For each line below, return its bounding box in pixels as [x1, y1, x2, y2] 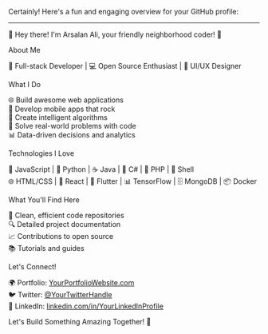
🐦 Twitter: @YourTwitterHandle [8, 290, 112, 299]
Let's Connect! [8, 262, 57, 271]
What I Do [8, 80, 41, 89]
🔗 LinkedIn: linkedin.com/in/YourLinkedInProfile [8, 301, 164, 311]
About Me [8, 46, 41, 54]
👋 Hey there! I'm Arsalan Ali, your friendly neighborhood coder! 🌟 [8, 30, 222, 39]
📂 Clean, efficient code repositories [8, 211, 125, 220]
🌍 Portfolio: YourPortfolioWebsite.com [8, 278, 135, 287]
